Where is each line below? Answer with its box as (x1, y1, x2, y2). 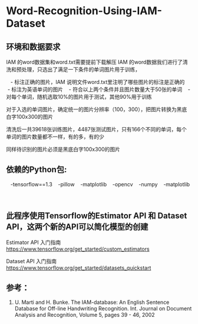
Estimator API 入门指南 (6, 238, 61, 246)
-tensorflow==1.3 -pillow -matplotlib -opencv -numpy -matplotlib (10, 180, 190, 187)
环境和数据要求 (6, 41, 61, 51)
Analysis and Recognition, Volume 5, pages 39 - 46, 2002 (14, 312, 155, 319)
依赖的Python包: (6, 164, 67, 175)
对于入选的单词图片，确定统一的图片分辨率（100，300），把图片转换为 (6, 106, 177, 113)
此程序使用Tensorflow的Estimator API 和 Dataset (6, 211, 187, 221)
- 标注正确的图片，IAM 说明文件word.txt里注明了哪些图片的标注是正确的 (10, 79, 185, 85)
